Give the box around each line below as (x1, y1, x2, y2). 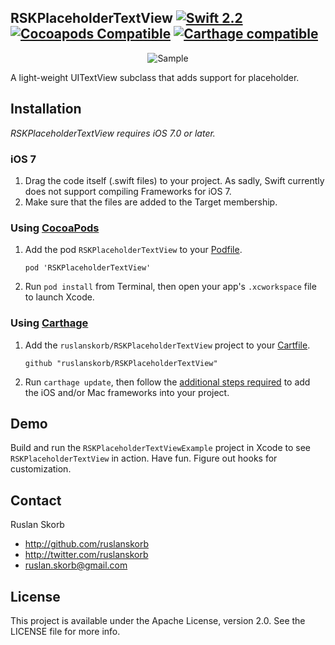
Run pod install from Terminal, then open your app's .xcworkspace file (24, 281, 317, 293)
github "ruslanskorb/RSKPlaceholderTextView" (24, 358, 218, 368)
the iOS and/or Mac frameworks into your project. (24, 386, 230, 398)
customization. (10, 463, 72, 475)
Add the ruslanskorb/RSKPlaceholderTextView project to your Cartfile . (24, 339, 311, 351)
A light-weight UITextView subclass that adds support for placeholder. (10, 71, 300, 83)
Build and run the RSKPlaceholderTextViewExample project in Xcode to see (10, 442, 312, 454)
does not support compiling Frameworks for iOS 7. (24, 185, 232, 197)
